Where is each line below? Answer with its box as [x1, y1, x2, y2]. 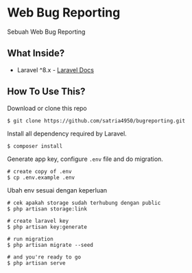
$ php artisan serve [7, 259, 67, 266]
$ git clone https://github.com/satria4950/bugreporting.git [7, 117, 186, 124]
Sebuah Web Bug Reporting [7, 28, 86, 36]
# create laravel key [7, 217, 69, 224]
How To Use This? [7, 86, 86, 98]
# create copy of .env [7, 168, 72, 175]
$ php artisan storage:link [7, 205, 88, 212]
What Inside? [7, 47, 65, 59]
